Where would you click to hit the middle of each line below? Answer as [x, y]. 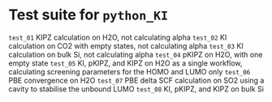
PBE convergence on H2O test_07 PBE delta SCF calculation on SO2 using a [136, 80]
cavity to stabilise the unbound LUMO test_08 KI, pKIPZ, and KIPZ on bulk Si [136, 89]
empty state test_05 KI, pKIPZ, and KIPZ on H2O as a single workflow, [125, 63]
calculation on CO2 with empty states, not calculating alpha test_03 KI [126, 45]
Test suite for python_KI [89, 15]
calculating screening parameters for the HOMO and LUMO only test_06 [130, 71]
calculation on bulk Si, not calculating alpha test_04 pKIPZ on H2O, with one [136, 54]
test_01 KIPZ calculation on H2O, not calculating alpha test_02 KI [118, 37]
